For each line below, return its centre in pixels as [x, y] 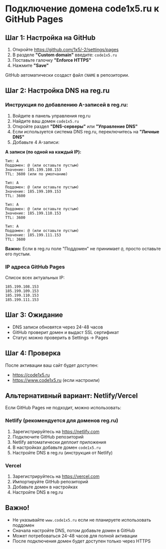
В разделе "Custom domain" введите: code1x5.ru [65, 55]
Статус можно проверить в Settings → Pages [60, 337]
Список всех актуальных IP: [35, 277]
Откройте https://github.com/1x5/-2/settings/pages [65, 50]
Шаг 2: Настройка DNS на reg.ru [57, 91]
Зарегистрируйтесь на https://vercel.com [56, 476]
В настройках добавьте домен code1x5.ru [57, 447]
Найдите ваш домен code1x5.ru [46, 121]
